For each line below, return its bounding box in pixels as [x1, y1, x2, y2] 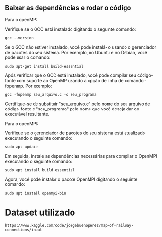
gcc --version [5, 36, 34, 40]
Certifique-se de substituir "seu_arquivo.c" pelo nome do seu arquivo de [5, 101, 150, 107]
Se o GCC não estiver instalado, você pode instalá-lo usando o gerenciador [5, 44, 157, 50]
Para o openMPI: [5, 120, 38, 126]
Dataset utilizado [5, 207, 75, 218]
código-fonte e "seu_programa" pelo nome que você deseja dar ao [5, 106, 140, 111]
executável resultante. [5, 111, 50, 117]
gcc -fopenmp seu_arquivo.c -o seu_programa [5, 92, 97, 97]
